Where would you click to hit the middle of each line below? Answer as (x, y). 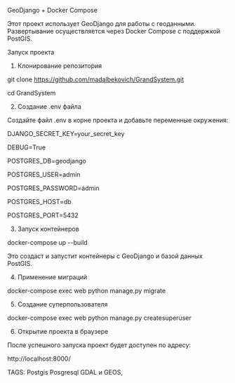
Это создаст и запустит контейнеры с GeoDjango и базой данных (105, 256)
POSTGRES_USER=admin (44, 174)
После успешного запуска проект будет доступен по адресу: (99, 345)
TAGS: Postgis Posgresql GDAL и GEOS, (65, 372)
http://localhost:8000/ (39, 358)
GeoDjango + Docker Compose (53, 10)
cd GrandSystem (32, 93)
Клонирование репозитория (60, 66)
